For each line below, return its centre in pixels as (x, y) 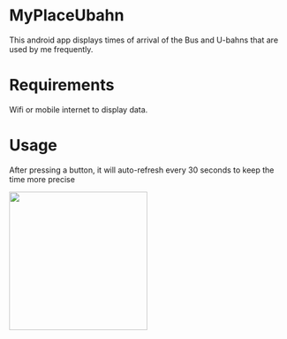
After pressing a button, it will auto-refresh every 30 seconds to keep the (142, 170)
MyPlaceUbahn (67, 15)
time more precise (42, 179)
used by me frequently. (51, 49)
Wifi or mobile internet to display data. (79, 109)
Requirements (62, 85)
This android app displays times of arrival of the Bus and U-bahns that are (144, 40)
